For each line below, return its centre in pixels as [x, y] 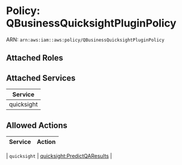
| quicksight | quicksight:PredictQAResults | [59, 156]
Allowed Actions [37, 125]
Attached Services [41, 78]
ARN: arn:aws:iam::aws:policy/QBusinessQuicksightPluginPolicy [85, 39]
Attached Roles [35, 58]
